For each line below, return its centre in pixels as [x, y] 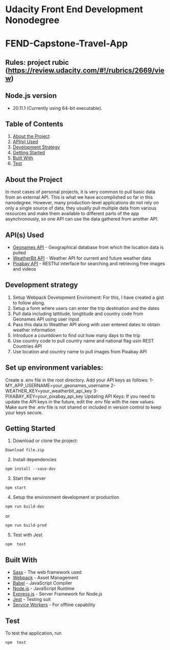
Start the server [29, 478]
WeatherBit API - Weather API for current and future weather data [82, 258]
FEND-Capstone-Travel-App [67, 44]
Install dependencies [35, 460]
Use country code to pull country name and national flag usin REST [83, 341]
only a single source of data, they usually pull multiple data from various [81, 208]
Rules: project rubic [37, 62]
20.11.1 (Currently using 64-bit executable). [57, 108]
